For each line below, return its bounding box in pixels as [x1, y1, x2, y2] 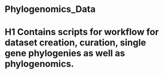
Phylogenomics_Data [5, 3, 96, 15]
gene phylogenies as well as [5, 47, 125, 59]
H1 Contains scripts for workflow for [5, 26, 159, 38]
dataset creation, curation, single [5, 37, 146, 48]
